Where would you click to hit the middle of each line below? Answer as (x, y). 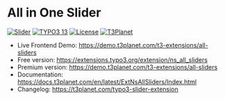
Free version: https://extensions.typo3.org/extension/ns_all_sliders (112, 59)
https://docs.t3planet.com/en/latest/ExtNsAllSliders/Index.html (107, 81)
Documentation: (40, 74)
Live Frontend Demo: (47, 45)
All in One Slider (54, 13)
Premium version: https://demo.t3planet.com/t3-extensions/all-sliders (117, 67)
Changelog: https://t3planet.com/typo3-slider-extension (98, 89)
